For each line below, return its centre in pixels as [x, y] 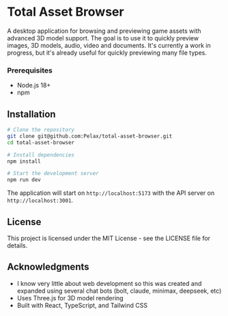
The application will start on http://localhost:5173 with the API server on [111, 193]
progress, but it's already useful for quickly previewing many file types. [107, 53]
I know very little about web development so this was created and [109, 283]
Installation [31, 114]
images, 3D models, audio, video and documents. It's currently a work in [109, 45]
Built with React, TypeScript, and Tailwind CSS [82, 305]
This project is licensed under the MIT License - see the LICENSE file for [109, 238]
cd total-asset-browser [41, 142]
